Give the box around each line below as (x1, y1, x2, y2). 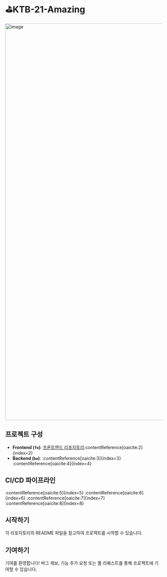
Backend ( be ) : (12, 455, 41, 461)
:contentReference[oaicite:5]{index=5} (5, 489, 84, 495)
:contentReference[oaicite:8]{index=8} (5, 500, 84, 506)
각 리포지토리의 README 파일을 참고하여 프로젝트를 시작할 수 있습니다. (5, 530, 143, 536)
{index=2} (12, 450, 33, 456)
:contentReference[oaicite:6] (84, 489, 144, 495)
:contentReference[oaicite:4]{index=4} (12, 460, 92, 467)
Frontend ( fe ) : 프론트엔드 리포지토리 (12, 444, 84, 450)
